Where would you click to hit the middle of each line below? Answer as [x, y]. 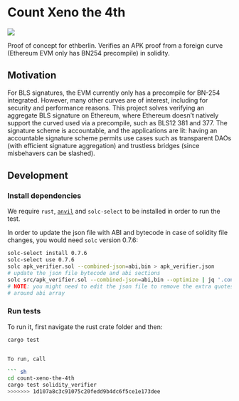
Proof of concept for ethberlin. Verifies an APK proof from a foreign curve [115, 45]
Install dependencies [44, 196]
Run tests [24, 311]
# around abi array [36, 293]
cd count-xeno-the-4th [41, 378]
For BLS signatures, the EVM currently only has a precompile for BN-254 [114, 93]
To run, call [27, 359]
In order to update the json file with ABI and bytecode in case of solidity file [118, 233]
